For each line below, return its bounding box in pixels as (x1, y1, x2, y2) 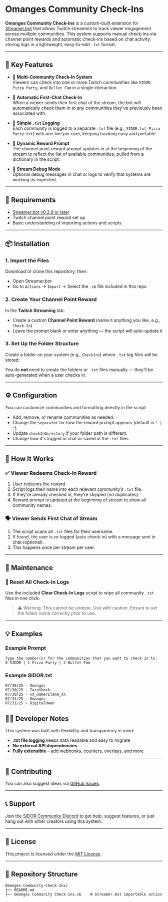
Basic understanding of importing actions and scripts (12, 219, 122, 226)
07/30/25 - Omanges (5, 683, 46, 688)
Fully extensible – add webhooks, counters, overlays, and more (12, 748, 144, 754)
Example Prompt (5, 645, 46, 652)
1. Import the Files (5, 257, 49, 264)
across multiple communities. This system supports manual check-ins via (5, 31, 156, 37)
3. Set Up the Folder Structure (5, 340, 79, 347)
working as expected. (12, 176, 57, 182)
